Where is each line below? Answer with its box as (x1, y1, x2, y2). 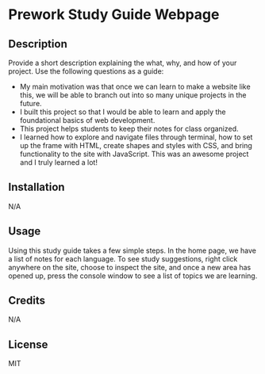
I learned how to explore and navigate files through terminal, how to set (19, 132, 253, 142)
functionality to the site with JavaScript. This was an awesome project (19, 149, 249, 158)
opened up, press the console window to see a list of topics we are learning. (8, 271, 258, 280)
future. (19, 99, 42, 108)
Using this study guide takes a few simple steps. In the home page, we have (8, 246, 256, 255)
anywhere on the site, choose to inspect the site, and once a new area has (8, 262, 252, 272)
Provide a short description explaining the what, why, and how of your (8, 58, 237, 67)
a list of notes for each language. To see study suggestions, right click (8, 254, 238, 263)
